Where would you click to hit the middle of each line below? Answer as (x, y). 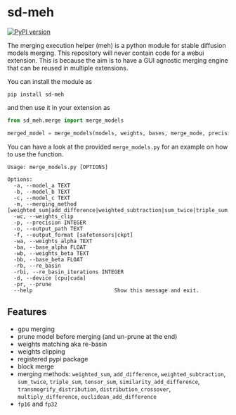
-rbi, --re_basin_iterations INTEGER (69, 272)
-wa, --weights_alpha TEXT (53, 241)
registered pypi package (53, 359)
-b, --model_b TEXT (42, 192)
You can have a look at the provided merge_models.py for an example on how (118, 147)
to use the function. (35, 154)
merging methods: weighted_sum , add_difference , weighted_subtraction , (122, 373)
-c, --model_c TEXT (42, 198)
